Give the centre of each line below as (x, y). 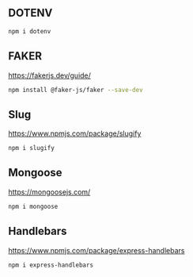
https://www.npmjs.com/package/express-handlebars (96, 250)
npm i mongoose (33, 206)
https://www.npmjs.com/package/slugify (75, 133)
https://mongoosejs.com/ (49, 192)
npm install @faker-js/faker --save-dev (76, 90)
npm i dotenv (30, 31)
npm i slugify (32, 148)
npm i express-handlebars (51, 265)
